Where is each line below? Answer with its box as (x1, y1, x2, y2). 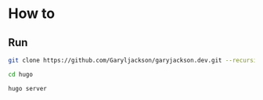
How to (8, 5, 56, 23)
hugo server (8, 84, 47, 92)
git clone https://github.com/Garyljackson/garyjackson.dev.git (8, 56, 222, 64)
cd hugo (8, 70, 34, 78)
